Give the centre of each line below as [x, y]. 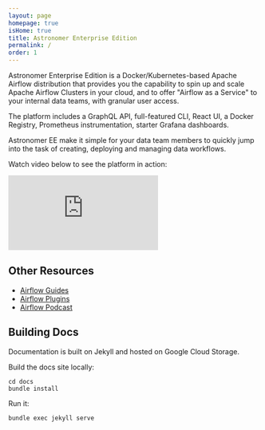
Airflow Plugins [45, 298]
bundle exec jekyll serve [51, 418]
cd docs [21, 381]
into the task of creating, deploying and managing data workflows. [117, 149]
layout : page [30, 16]
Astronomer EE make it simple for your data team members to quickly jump [131, 140]
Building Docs [44, 332]
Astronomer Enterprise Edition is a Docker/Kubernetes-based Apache [123, 75]
